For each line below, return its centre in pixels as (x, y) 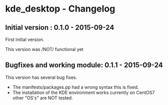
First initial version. (25, 39)
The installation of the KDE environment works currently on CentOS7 (83, 92)
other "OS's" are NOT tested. (43, 98)
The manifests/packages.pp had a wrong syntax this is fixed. (76, 87)
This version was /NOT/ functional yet (45, 49)
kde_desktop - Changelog (60, 9)
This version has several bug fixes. (41, 77)
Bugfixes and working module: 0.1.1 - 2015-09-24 (84, 65)
